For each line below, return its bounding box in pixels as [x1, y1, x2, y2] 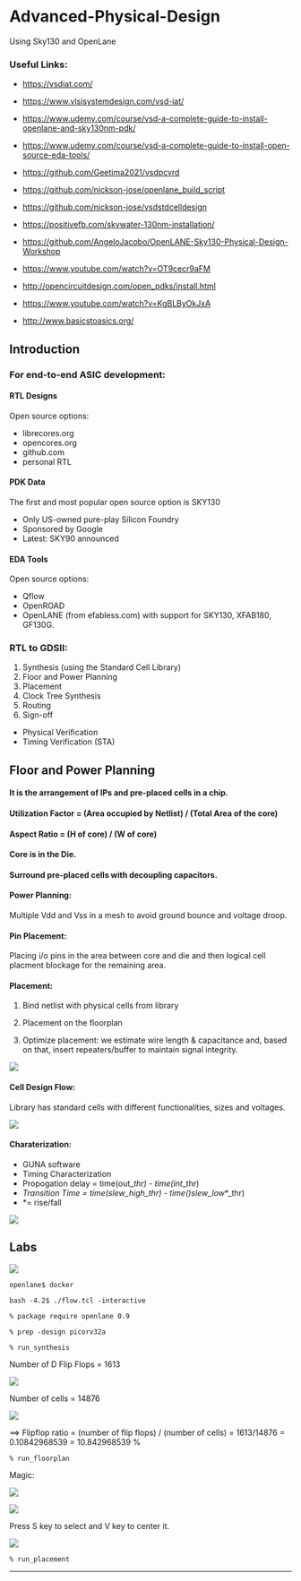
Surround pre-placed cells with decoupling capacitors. [9, 869, 218, 880]
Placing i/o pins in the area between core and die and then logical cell [9, 950, 266, 961]
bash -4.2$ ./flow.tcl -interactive [9, 1296, 146, 1305]
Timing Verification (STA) [21, 736, 116, 747]
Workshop [21, 246, 61, 257]
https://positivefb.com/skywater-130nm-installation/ [21, 219, 215, 230]
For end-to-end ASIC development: [9, 368, 166, 381]
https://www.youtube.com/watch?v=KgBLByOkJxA [21, 298, 211, 309]
